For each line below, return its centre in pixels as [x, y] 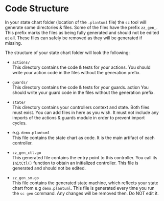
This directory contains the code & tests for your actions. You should [81, 67]
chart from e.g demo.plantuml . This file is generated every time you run [83, 188]
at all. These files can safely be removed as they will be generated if [74, 38]
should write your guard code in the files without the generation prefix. [83, 92]
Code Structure [37, 9]
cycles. [19, 123]
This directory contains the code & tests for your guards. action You [81, 87]
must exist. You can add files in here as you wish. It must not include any [85, 112]
